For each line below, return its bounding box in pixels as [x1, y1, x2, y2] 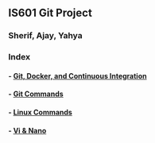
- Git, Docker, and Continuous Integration [8, 71, 147, 80]
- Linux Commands [8, 107, 73, 118]
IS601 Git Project [8, 6, 93, 20]
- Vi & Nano [8, 126, 47, 135]
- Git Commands [8, 89, 64, 99]
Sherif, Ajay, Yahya [8, 30, 83, 41]
